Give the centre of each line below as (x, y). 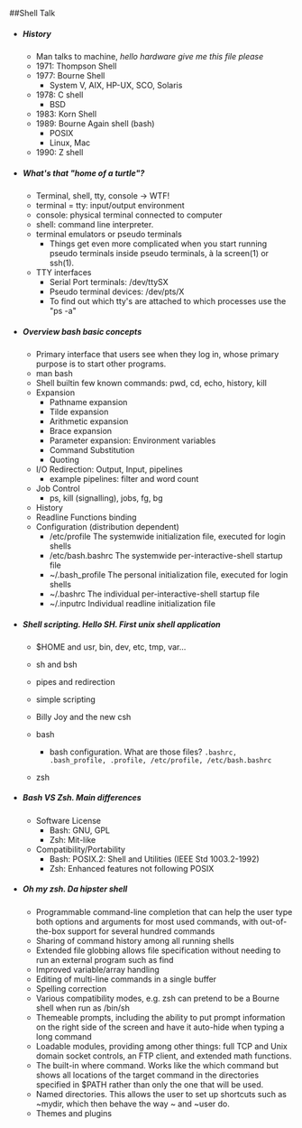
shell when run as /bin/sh (83, 1008)
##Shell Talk (32, 13)
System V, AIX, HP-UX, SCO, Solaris (116, 85)
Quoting (64, 459)
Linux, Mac (70, 143)
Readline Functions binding (86, 517)
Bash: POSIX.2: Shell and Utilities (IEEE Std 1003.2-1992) (154, 859)
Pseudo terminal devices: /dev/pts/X (117, 291)
